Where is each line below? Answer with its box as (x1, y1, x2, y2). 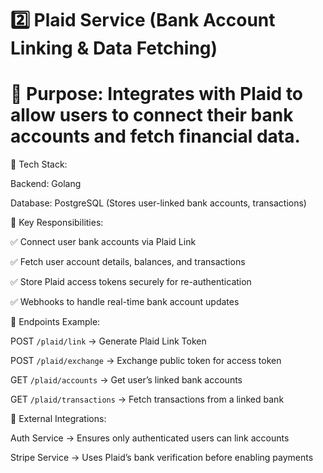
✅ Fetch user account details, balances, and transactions (10, 256, 246, 268)
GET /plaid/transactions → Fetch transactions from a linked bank (10, 393, 285, 406)
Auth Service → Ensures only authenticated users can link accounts (10, 432, 290, 444)
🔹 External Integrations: (10, 413, 107, 425)
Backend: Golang (10, 178, 82, 190)
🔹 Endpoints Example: (10, 316, 101, 328)
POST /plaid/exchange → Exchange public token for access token (10, 355, 282, 367)
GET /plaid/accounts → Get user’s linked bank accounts (10, 374, 243, 386)
